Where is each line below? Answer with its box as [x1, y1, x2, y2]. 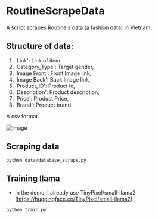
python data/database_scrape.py [6, 157, 86, 163]
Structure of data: [6, 41, 74, 51]
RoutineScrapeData [6, 4, 106, 18]
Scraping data [6, 142, 60, 152]
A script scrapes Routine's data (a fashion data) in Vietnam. [6, 24, 152, 31]
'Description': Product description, [14, 88, 100, 96]
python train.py [6, 207, 47, 213]
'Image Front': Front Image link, [14, 70, 92, 77]
